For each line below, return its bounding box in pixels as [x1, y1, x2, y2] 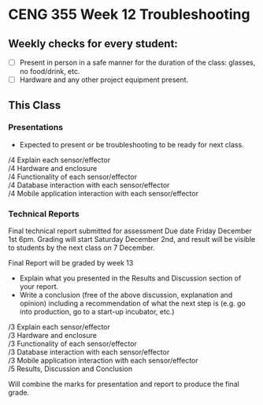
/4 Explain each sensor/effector [8, 155, 111, 165]
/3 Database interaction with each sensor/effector [8, 347, 170, 357]
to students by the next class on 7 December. [8, 243, 155, 253]
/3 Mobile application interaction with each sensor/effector [8, 356, 198, 366]
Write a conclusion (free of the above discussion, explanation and [19, 290, 233, 300]
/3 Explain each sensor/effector [8, 322, 110, 332]
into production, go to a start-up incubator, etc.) [19, 307, 175, 317]
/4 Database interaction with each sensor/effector [8, 180, 170, 190]
